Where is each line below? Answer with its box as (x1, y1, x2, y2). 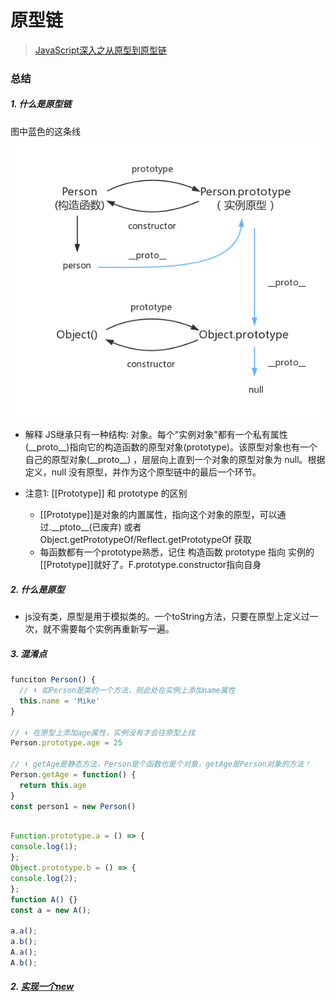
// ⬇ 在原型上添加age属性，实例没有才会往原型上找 (10, 727, 196, 738)
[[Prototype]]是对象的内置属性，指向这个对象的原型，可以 (39, 509, 278, 521)
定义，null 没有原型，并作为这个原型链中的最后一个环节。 (24, 466, 262, 478)
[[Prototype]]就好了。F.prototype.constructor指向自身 (39, 559, 262, 571)
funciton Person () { (10, 675, 97, 685)
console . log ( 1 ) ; (10, 842, 78, 852)
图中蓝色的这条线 (10, 125, 81, 137)
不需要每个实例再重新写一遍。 (51, 623, 175, 635)
